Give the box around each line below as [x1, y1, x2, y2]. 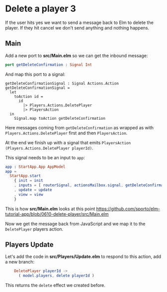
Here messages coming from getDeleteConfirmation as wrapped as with [5, 124, 154, 130]
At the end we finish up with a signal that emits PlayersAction [5, 139, 131, 145]
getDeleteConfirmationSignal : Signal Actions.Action [5, 81, 119, 86]
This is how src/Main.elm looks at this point [5, 206, 95, 212]
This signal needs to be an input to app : [5, 154, 85, 160]
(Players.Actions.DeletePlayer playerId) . [5, 145, 93, 151]
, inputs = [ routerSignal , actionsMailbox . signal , [14, 183, 123, 188]
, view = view [14, 192, 43, 197]
